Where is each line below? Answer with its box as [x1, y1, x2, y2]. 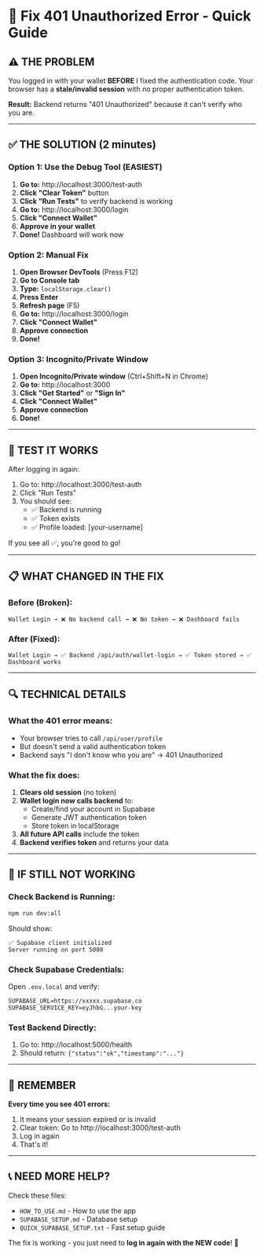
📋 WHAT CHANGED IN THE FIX [8, 570, 164, 583]
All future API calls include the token [19, 829, 140, 839]
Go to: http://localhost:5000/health [19, 1040, 133, 1050]
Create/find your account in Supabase [31, 804, 156, 814]
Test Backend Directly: [8, 1022, 97, 1033]
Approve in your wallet [19, 221, 96, 231]
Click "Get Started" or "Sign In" [19, 389, 126, 398]
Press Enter [19, 292, 59, 301]
